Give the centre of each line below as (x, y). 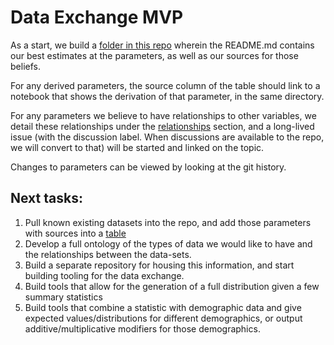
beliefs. (25, 66)
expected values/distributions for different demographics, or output (163, 318)
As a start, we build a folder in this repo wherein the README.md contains (162, 45)
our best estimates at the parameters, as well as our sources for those (154, 55)
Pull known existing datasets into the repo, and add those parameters (168, 222)
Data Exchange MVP (97, 17)
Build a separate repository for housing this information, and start (159, 265)
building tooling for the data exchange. (104, 275)
